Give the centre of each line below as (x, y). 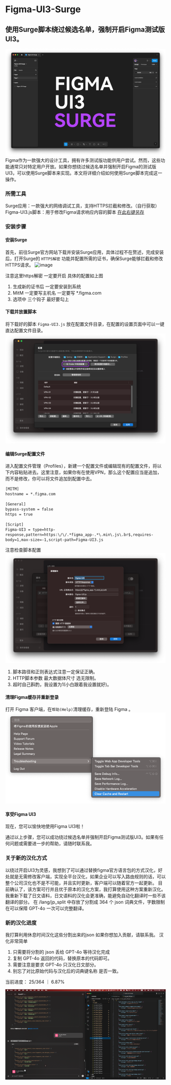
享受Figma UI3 (21, 814)
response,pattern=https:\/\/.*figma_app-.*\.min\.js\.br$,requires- (79, 535)
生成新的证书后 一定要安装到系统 (47, 287)
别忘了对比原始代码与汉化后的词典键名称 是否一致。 (67, 971)
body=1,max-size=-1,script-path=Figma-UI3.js (54, 540)
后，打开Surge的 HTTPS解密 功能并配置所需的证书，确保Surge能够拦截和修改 (84, 259)
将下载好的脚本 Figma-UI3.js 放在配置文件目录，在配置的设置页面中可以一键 (85, 324)
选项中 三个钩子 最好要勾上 (41, 299)
